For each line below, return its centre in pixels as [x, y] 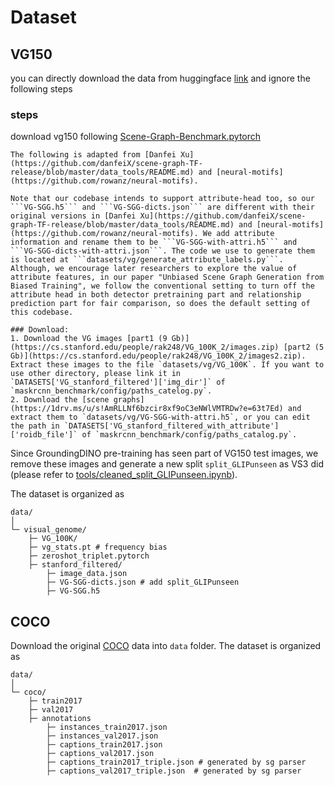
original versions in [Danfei [73, 216]
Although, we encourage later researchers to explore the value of [154, 269]
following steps [41, 89]
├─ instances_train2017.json [107, 727]
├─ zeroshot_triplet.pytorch [89, 556]
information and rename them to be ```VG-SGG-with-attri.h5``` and [154, 242]
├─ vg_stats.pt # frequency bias [98, 547]
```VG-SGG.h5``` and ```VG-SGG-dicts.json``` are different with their [162, 207]
